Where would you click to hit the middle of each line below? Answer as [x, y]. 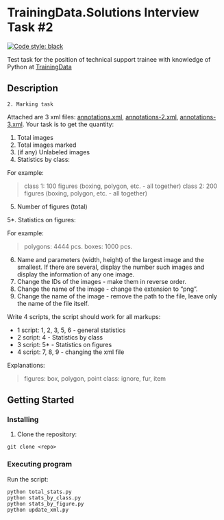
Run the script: [28, 479]
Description [33, 88]
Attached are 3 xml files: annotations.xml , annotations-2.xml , [93, 117]
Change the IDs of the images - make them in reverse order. [102, 281]
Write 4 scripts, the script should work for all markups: [84, 316]
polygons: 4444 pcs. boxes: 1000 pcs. [78, 246]
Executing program [40, 464]
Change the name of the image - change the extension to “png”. [107, 289]
